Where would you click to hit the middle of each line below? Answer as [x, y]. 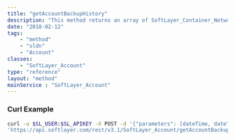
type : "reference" [34, 72]
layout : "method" [33, 78]
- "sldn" [33, 46]
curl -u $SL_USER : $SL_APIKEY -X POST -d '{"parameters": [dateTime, [109, 124]
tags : [15, 33]
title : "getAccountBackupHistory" [58, 14]
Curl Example [30, 109]
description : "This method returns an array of [78, 20]
